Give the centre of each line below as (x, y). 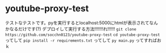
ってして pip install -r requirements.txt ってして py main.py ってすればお (83, 40)
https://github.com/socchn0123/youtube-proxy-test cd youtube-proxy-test (83, 35)
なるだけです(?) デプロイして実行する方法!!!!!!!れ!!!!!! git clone (73, 29)
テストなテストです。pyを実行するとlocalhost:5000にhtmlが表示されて (77, 23)
